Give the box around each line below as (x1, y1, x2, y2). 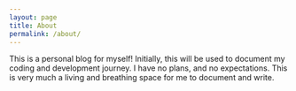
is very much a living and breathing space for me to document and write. (9, 72, 275, 83)
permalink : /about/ (9, 29, 82, 38)
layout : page (9, 12, 58, 22)
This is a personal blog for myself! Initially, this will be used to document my (9, 54, 285, 64)
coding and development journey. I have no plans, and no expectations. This (9, 63, 288, 73)
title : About (9, 21, 58, 30)
